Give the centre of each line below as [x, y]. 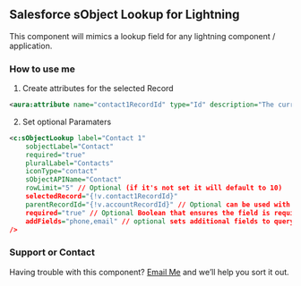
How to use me [43, 69]
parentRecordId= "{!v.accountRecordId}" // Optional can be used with [158, 205]
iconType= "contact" [62, 172]
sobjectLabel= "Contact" [70, 147]
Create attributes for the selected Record [98, 88]
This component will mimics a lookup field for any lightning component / [142, 36]
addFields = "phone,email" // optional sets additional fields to [148, 221]
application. [31, 46]
